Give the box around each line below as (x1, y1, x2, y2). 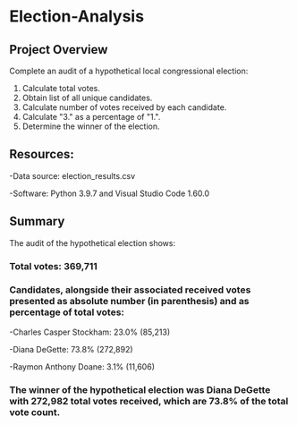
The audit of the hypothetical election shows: (9, 237, 176, 248)
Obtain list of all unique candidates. (21, 92, 153, 103)
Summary (9, 214, 65, 229)
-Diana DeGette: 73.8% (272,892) (9, 344, 133, 354)
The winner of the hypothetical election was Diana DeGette (9, 383, 271, 395)
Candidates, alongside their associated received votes (9, 284, 251, 296)
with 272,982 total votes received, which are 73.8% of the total (9, 395, 289, 407)
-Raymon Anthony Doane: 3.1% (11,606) (9, 361, 155, 372)
